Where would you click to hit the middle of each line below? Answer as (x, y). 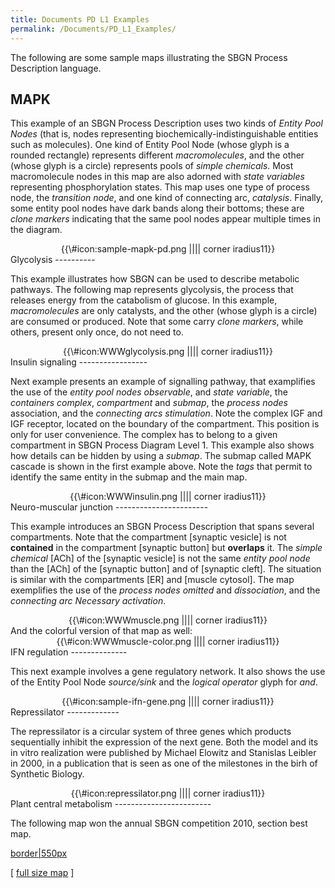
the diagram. (36, 230)
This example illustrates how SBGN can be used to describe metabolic (155, 279)
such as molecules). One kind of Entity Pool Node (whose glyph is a (150, 145)
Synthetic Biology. (47, 774)
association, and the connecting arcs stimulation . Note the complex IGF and (166, 413)
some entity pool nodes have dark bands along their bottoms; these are (157, 208)
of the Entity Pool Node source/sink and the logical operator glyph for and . (164, 682)
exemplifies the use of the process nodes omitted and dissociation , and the (165, 590)
